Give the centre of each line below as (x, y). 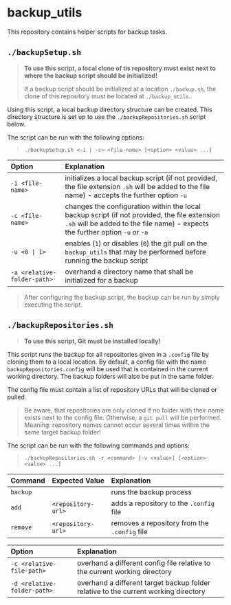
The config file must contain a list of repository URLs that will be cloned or (112, 389)
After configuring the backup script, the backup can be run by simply (122, 297)
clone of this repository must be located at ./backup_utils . (107, 96)
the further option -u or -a (107, 232)
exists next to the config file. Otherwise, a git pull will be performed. (123, 417)
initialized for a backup (102, 280)
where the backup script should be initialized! (91, 75)
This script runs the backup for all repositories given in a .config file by (108, 354)
